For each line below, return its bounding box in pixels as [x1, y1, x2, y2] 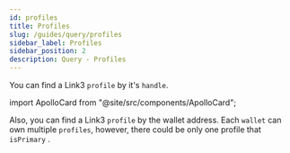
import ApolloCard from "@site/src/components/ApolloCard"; [9, 97, 236, 108]
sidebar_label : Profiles [9, 38, 102, 48]
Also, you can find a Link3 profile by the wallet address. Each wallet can [9, 114, 282, 125]
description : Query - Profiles [9, 55, 127, 64]
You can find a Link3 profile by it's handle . [9, 80, 169, 90]
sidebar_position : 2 [9, 47, 87, 56]
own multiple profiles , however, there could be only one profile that [9, 124, 262, 135]
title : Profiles [9, 22, 70, 31]
